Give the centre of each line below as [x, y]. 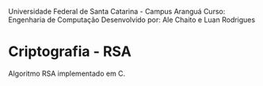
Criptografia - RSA [70, 52]
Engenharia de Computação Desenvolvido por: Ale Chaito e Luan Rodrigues [132, 20]
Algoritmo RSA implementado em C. [67, 73]
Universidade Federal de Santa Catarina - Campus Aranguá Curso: [117, 11]
